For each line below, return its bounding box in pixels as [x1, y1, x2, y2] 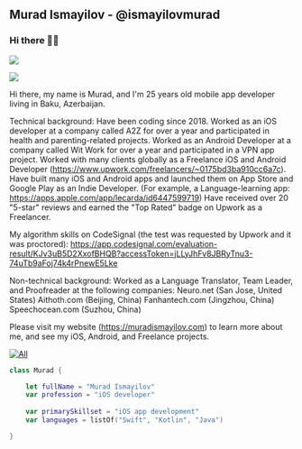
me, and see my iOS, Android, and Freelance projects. [9, 331, 210, 342]
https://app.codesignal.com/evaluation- [70, 238, 218, 249]
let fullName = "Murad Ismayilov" [25, 382, 155, 391]
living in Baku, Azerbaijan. [9, 98, 105, 109]
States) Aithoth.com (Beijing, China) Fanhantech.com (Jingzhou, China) [9, 294, 275, 305]
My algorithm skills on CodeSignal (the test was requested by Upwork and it [9, 229, 291, 240]
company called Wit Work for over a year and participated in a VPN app [9, 144, 275, 155]
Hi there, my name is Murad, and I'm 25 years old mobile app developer [9, 88, 275, 99]
